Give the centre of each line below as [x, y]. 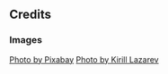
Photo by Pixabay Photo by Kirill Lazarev [84, 59]
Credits [31, 15]
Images [26, 40]
